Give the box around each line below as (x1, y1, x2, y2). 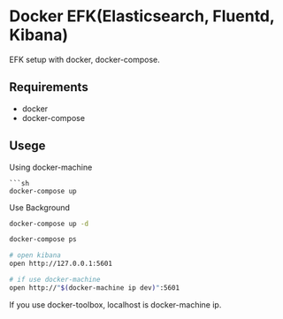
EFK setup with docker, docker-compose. (9, 54, 161, 65)
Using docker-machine (9, 162, 93, 172)
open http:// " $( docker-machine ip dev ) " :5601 (9, 283, 180, 292)
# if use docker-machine (9, 276, 101, 285)
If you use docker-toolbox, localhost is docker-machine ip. (9, 299, 222, 310)
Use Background (9, 201, 71, 213)
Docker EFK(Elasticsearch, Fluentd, (9, 6, 275, 27)
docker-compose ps (9, 235, 77, 244)
